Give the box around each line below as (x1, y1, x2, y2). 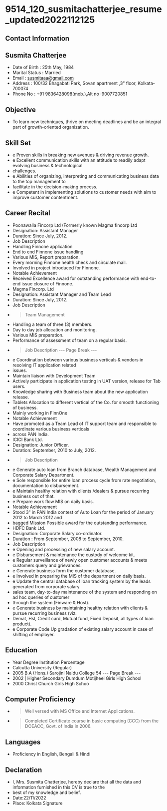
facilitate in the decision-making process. (12, 184, 98, 190)
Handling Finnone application (12, 243, 73, 249)
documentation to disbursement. (12, 482, 80, 489)
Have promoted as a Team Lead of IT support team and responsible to (12, 421, 157, 427)
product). (12, 621, 32, 627)
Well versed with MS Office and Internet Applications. (24, 708, 135, 714)
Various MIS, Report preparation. (12, 254, 80, 260)
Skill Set (5, 139, 31, 147)
